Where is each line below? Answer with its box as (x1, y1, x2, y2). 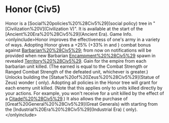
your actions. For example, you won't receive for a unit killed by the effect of (5, 90, 164, 96)
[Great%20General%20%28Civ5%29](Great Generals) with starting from (5, 101, 158, 107)
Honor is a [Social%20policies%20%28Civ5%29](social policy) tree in (5, 20, 152, 26)
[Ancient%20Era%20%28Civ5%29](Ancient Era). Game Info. (5, 31, 133, 37)
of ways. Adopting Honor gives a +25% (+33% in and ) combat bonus (5, 42, 151, 48)
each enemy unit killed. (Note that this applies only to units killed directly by (5, 85, 163, 91)
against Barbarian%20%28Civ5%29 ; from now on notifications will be (5, 47, 152, 53)
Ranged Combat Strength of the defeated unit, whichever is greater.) (5, 68, 148, 74)
